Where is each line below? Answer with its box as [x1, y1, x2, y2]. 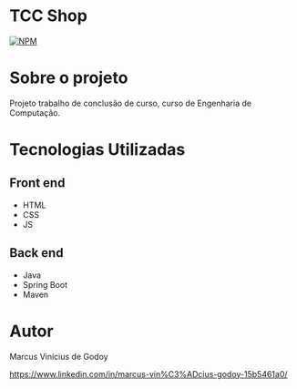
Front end [9, 175, 66, 191]
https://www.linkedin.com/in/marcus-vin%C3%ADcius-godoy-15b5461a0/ [9, 368, 289, 379]
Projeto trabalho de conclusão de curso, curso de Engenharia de [9, 97, 252, 108]
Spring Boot [22, 279, 68, 290]
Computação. [9, 107, 61, 118]
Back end [9, 245, 64, 261]
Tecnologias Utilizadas [9, 139, 186, 160]
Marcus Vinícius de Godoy [9, 351, 108, 362]
